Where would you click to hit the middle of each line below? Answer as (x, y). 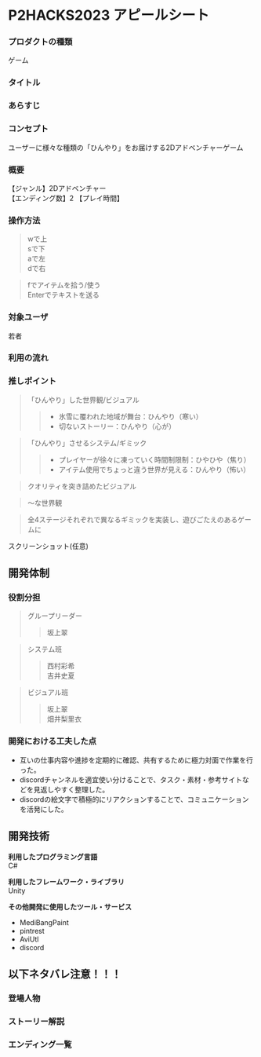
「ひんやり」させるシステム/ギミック (87, 443)
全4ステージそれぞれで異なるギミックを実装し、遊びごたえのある (132, 519)
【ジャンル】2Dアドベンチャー (57, 188)
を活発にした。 (43, 809)
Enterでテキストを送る (63, 295)
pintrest (32, 931)
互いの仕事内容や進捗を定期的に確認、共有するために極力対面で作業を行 (136, 760)
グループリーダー (54, 616)
